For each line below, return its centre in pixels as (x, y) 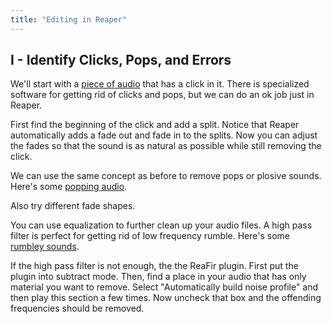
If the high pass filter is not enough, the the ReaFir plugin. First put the (154, 266)
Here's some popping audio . (69, 187)
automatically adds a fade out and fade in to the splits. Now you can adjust (164, 135)
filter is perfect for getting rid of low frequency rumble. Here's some (150, 236)
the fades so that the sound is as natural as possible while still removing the (166, 146)
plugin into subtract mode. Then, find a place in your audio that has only (158, 277)
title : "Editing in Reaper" (69, 19)
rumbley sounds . (45, 247)
